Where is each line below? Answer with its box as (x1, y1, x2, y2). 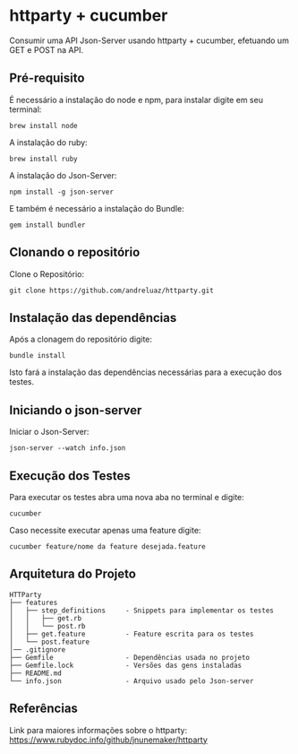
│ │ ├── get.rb (9, 613, 82, 623)
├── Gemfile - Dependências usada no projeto (9, 653, 251, 662)
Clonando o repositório (9, 245, 140, 260)
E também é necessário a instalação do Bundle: (9, 203, 185, 213)
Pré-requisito (9, 71, 85, 86)
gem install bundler (9, 221, 87, 230)
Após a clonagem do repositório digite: (9, 334, 153, 345)
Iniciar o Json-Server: (9, 427, 89, 438)
